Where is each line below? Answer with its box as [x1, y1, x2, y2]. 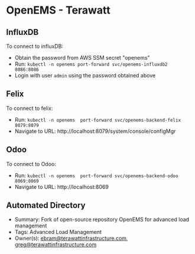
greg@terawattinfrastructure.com [14, 241, 97, 248]
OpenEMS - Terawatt [6, 4, 110, 17]
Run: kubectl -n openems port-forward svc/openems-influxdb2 [14, 60, 168, 67]
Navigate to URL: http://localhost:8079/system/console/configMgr [14, 128, 176, 135]
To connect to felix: [6, 105, 53, 112]
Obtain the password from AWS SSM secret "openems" [14, 54, 150, 61]
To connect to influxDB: [6, 43, 64, 50]
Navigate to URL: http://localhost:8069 [14, 183, 109, 190]
